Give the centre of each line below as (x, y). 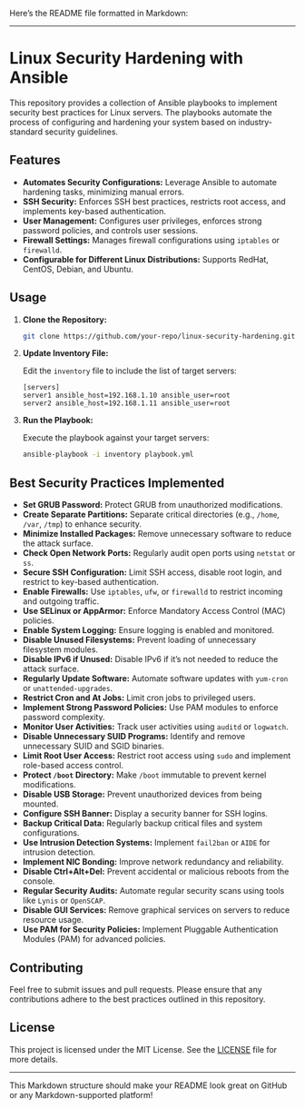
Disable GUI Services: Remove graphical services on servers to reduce (156, 910)
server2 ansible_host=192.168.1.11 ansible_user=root (126, 403)
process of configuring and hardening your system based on (123, 122)
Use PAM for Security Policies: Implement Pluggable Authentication (150, 929)
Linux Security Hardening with (126, 59)
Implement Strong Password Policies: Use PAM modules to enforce (150, 708)
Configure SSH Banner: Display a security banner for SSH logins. (145, 814)
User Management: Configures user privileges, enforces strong (142, 221)
